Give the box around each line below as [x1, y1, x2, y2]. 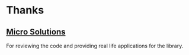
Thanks [6, 4, 44, 17]
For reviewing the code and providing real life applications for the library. [6, 42, 184, 49]
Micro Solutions [6, 27, 66, 37]
